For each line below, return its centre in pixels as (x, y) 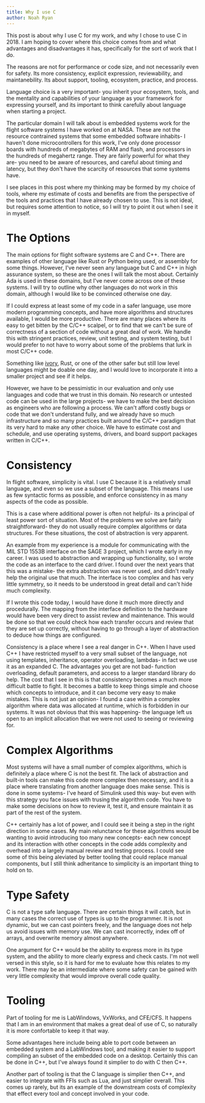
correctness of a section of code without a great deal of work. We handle (99, 332)
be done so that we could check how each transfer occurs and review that (100, 622)
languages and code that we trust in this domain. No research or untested (99, 395)
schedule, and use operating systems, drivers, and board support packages (102, 434)
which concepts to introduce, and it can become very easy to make (91, 693)
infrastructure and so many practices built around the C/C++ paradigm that (101, 421)
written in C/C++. (28, 440)
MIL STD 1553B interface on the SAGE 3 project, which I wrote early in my (99, 551)
